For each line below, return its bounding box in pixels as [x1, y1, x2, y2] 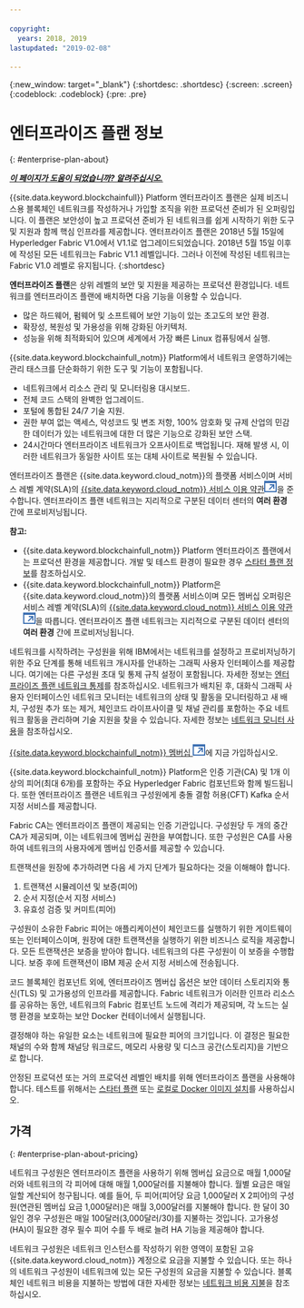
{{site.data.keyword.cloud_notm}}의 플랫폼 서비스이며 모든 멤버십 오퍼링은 [22, 590, 292, 601]
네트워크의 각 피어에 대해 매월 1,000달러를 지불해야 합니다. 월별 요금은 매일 [25, 1178, 291, 1189]
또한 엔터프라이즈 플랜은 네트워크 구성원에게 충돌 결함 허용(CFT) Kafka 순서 [21, 789, 289, 800]
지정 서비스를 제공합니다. [9, 800, 97, 812]
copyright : [9, 24, 51, 34]
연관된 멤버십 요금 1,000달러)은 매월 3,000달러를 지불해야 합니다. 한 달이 [19, 1201, 278, 1212]
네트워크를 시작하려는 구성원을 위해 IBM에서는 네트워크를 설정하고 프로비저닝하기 [9, 646, 296, 658]
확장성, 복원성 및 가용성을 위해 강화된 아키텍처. [22, 322, 188, 332]
